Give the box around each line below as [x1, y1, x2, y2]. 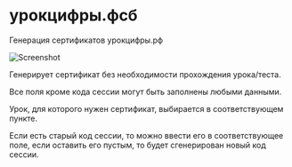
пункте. [9, 113, 38, 123]
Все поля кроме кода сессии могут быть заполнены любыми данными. [9, 86, 282, 97]
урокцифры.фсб [9, 5, 138, 26]
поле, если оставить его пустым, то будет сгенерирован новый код [9, 139, 267, 150]
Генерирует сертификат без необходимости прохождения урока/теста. [9, 68, 282, 80]
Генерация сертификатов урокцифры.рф [9, 35, 163, 45]
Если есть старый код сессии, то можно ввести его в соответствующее [9, 130, 284, 140]
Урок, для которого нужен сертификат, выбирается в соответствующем [9, 103, 284, 114]
